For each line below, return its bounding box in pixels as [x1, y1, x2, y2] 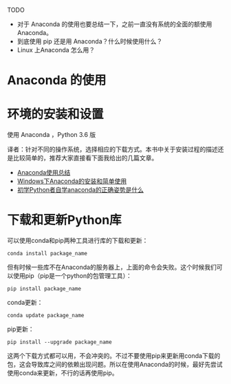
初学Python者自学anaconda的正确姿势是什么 [16, 186, 144, 194]
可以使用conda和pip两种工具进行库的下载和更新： [7, 237, 148, 245]
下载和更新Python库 [7, 213, 122, 228]
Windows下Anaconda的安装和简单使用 [16, 177, 127, 185]
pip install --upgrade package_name [7, 339, 112, 346]
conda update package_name [7, 312, 85, 319]
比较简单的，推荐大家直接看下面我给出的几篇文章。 [12, 154, 158, 162]
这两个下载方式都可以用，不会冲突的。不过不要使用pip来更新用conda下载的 [7, 352, 221, 360]
